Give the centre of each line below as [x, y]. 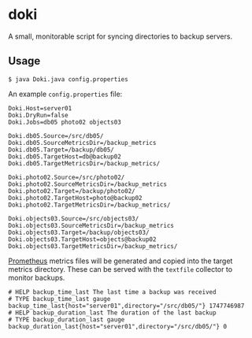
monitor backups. [37, 277]
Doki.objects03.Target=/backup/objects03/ [79, 232]
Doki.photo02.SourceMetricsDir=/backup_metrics [88, 184]
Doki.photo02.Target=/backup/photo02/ [72, 191]
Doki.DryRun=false [38, 115]
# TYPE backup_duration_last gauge [67, 319]
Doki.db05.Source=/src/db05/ [56, 136]
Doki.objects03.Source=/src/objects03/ [74, 218]
